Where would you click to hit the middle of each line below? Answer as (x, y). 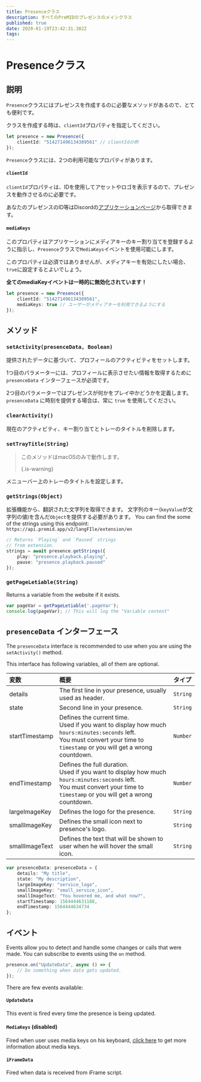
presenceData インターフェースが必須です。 (59, 380)
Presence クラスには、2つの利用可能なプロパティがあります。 (81, 160)
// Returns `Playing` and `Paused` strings (61, 540)
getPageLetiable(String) (42, 582)
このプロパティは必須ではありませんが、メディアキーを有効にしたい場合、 (98, 262)
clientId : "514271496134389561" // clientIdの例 (78, 142)
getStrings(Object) (34, 496)
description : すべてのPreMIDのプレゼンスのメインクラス (69, 17)
